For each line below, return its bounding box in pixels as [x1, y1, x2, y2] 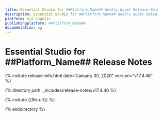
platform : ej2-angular [5, 16, 51, 21]
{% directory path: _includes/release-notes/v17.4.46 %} [5, 87, 116, 93]
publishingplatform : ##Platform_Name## [5, 20, 86, 26]
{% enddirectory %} [5, 106, 45, 112]
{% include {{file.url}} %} [5, 97, 55, 103]
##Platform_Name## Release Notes [5, 57, 152, 68]
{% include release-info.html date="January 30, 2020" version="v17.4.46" [5, 73, 153, 78]
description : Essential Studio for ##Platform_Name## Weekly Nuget [5, 12, 145, 17]
